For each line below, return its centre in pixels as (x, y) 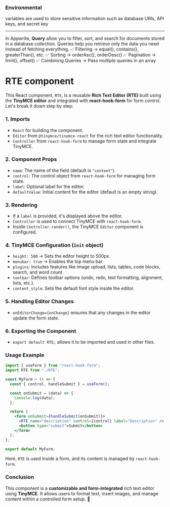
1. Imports (18, 119)
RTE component (40, 81)
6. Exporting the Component (41, 331)
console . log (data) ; (35, 398)
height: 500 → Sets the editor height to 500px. (61, 256)
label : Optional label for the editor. (49, 187)
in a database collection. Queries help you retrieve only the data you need (82, 44)
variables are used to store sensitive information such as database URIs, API (85, 19)
